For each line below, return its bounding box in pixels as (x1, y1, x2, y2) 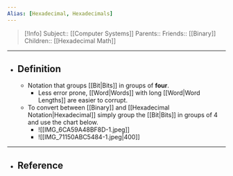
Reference (17, 159, 64, 171)
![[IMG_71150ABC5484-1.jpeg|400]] (37, 133, 140, 141)
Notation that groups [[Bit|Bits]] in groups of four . (27, 81, 170, 90)
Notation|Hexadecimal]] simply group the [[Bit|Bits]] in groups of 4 (27, 111, 218, 119)
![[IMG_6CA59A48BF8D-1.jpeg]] (37, 125, 130, 134)
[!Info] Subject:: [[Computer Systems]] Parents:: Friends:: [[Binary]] (24, 29, 216, 37)
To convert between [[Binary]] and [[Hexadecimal (27, 103, 170, 112)
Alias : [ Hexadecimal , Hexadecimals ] (7, 10, 113, 17)
